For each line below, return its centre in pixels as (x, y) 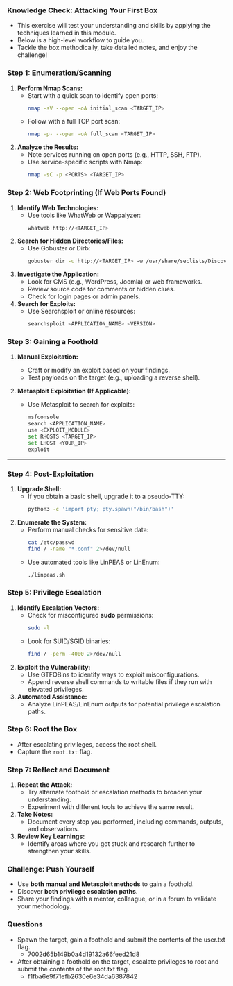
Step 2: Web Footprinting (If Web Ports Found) (87, 193)
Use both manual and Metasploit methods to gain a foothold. (105, 884)
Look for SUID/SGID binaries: (69, 641)
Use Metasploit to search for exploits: (81, 405)
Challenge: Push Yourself (51, 869)
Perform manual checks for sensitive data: (88, 529)
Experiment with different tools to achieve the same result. (111, 807)
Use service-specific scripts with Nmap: (85, 162)
